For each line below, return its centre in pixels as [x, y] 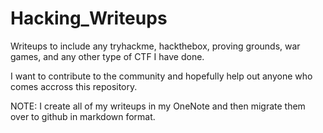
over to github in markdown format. [83, 116]
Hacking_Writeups [89, 18]
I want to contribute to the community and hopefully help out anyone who [161, 76]
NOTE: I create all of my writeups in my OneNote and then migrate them [158, 106]
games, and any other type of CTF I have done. [107, 56]
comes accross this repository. [74, 86]
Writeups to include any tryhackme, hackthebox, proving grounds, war [155, 46]
